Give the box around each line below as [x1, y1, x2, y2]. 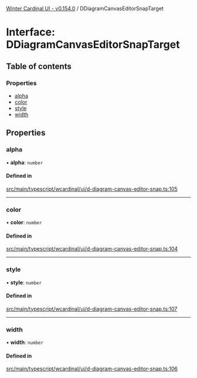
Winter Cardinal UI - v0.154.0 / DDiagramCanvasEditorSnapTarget [6, 5, 164, 12]
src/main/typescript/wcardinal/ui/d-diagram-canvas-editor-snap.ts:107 [6, 305, 178, 312]
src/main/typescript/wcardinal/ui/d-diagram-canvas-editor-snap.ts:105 [6, 185, 178, 193]
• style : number [6, 279, 42, 286]
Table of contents [6, 61, 72, 71]
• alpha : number [6, 158, 43, 166]
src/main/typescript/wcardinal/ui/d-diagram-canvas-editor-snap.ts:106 [6, 365, 178, 372]
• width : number [6, 339, 44, 346]
